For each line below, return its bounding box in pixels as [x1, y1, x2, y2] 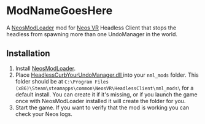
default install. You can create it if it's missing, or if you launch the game [15, 90, 198, 98]
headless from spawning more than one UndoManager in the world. [6, 30, 178, 37]
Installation [6, 48, 50, 59]
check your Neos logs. [15, 110, 72, 117]
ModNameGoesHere [6, 4, 113, 18]
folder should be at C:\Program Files [15, 77, 109, 85]
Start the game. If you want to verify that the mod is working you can [15, 104, 190, 111]
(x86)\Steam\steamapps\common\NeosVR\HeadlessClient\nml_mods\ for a [15, 84, 194, 91]
